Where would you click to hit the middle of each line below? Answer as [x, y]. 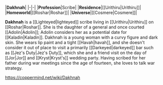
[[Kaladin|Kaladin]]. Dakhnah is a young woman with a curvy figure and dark [81, 37]
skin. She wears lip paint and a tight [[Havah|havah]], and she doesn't [75, 42]
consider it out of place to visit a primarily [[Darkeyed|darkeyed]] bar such [79, 48]
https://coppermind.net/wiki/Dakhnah [43, 78]
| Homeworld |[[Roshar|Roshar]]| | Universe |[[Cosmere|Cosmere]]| [71, 13]
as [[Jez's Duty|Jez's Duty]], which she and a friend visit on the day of [76, 53]
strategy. [14, 68]
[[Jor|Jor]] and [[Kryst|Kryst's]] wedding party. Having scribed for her [75, 58]
